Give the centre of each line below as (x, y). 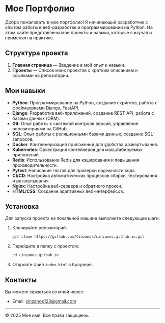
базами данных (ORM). (36, 118)
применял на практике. (29, 38)
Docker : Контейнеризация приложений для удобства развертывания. (85, 144)
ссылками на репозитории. (41, 75)
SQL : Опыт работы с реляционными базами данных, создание (78, 134)
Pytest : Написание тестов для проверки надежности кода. (74, 170)
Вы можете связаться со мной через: (45, 292)
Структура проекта (37, 53)
